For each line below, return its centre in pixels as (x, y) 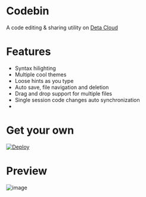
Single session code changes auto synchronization (77, 100)
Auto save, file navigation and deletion (62, 87)
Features (29, 52)
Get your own (40, 130)
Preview (27, 171)
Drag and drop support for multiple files (63, 93)
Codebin (28, 11)
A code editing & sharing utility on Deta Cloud (62, 27)
